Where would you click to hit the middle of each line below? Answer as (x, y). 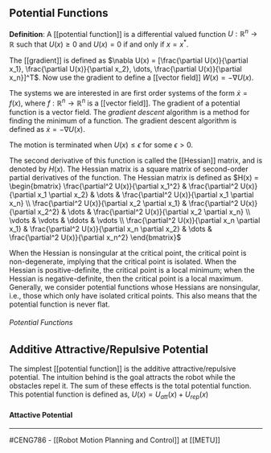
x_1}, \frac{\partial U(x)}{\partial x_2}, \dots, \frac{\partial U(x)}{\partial (125, 69)
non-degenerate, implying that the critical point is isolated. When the (123, 262)
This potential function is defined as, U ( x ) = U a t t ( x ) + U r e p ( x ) (109, 395)
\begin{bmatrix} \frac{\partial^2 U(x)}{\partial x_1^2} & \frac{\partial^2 (124, 186)
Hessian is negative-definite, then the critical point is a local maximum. (126, 278)
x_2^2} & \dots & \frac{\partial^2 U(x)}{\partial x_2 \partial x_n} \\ (144, 212)
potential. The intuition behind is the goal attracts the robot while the (122, 377)
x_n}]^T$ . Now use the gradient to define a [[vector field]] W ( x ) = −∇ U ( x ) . (131, 78)
